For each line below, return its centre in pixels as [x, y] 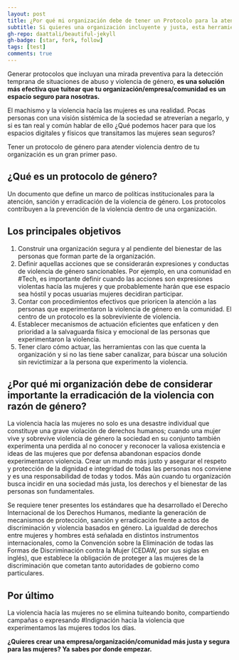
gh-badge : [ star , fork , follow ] [55, 41]
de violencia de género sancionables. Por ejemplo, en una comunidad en [124, 271]
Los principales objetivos [64, 231]
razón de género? [47, 406]
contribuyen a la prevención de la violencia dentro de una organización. [112, 209]
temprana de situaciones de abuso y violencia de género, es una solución [116, 81]
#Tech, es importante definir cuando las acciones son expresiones [115, 279]
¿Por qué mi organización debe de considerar [110, 384]
